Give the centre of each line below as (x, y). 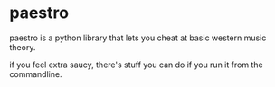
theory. (23, 47)
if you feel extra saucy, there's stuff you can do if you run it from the (137, 65)
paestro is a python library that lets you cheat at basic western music (138, 38)
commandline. (36, 74)
